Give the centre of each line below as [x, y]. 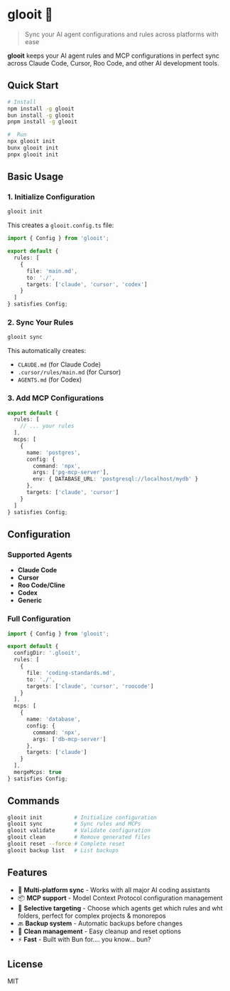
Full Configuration [39, 619]
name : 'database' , [53, 719]
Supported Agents [40, 555]
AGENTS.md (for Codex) [50, 379]
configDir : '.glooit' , [47, 653]
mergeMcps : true [38, 772]
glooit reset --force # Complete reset [66, 844]
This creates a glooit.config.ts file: [61, 225]
